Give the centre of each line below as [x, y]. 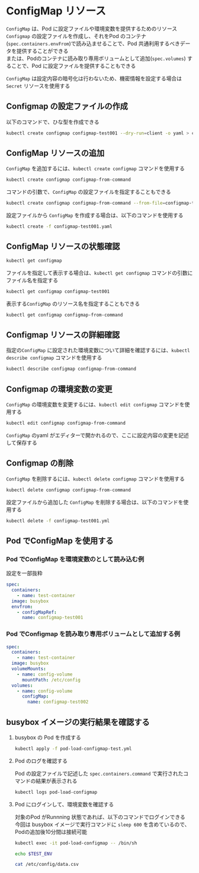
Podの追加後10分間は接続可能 [51, 831]
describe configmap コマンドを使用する [54, 358]
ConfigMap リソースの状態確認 [63, 246]
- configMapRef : [37, 612]
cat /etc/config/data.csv [46, 865]
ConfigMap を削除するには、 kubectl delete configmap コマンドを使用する [96, 479]
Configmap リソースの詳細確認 [63, 335]
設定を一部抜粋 [24, 573]
